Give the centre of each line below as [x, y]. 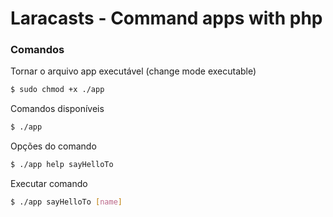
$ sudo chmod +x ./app [57, 90]
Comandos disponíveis [57, 109]
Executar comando [49, 184]
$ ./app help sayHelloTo [62, 165]
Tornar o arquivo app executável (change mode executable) [133, 71]
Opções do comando [53, 146]
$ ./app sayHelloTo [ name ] [66, 202]
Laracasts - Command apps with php [166, 18]
